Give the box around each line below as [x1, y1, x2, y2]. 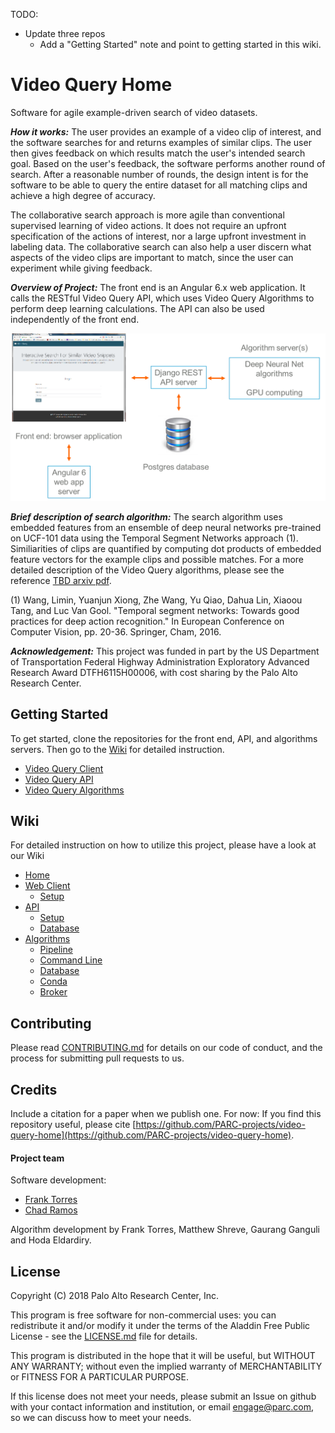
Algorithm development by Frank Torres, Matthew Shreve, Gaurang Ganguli [10, 1224, 320, 1236]
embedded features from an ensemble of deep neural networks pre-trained [10, 521, 322, 533]
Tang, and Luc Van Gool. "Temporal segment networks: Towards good [10, 604, 300, 616]
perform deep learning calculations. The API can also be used [10, 302, 265, 314]
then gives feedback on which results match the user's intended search [10, 147, 306, 159]
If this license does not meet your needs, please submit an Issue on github [10, 1390, 317, 1402]
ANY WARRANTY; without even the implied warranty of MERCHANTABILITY [10, 1360, 323, 1372]
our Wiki [10, 850, 45, 862]
